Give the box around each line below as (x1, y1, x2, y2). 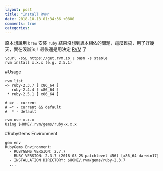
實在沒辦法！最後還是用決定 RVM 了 (13, 46, 87, 52)
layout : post (5, 7, 32, 12)
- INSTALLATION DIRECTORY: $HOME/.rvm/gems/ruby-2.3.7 (9, 158, 126, 163)
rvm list (5, 79, 23, 84)
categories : (5, 26, 30, 31)
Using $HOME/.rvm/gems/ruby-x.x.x (5, 122, 77, 127)
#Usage (5, 69, 21, 75)
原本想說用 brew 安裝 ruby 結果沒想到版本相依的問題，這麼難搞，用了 (5, 40, 146, 46)
